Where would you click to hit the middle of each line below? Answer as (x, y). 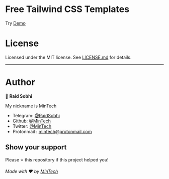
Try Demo (16, 23)
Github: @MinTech (32, 121)
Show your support (36, 147)
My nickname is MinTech (31, 106)
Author (20, 82)
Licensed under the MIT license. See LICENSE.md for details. (68, 57)
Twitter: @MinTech (32, 126)
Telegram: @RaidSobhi (36, 115)
